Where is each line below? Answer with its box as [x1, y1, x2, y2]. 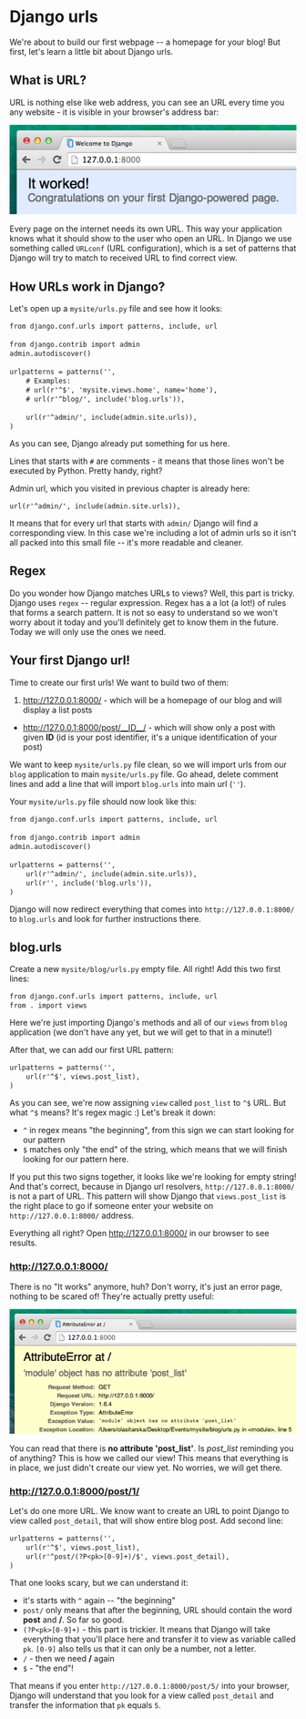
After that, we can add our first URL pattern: [9, 1045, 175, 1056]
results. [9, 1237, 38, 1249]
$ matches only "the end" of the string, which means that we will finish [22, 1144, 288, 1155]
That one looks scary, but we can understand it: [9, 1578, 189, 1589]
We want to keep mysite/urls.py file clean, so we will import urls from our [9, 759, 287, 770]
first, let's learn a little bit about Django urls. [9, 46, 174, 56]
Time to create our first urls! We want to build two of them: [9, 677, 229, 688]
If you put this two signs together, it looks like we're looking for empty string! [9, 1172, 297, 1182]
